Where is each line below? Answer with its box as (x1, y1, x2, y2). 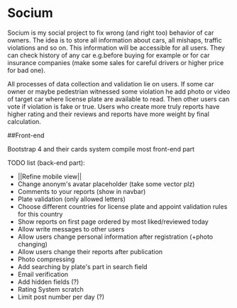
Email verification (17, 270, 69, 278)
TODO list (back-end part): (7, 158, 85, 167)
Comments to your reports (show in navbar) (17, 187, 146, 195)
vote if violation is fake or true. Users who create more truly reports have (7, 102, 220, 110)
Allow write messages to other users (17, 224, 125, 233)
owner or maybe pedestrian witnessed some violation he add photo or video (7, 87, 231, 96)
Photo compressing (17, 255, 75, 263)
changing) (17, 239, 48, 249)
